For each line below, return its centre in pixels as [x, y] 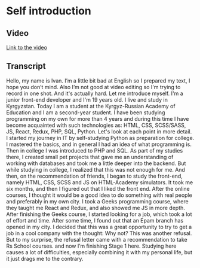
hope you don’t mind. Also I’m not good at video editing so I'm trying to [93, 87]
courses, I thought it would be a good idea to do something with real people [99, 195]
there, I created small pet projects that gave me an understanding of [90, 157]
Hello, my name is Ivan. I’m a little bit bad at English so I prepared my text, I [98, 80]
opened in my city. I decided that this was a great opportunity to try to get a [99, 227]
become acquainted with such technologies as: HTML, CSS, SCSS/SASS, [96, 125]
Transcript [26, 66]
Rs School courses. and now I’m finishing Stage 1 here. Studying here [92, 246]
